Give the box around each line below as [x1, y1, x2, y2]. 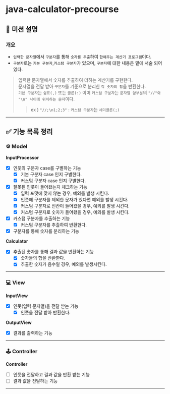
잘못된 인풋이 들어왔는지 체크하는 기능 [13, 184, 88, 190]
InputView [6, 293, 28, 299]
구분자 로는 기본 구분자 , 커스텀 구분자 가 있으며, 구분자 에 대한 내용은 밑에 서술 [13, 60, 153, 66]
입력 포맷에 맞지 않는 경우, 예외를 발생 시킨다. [20, 190, 109, 196]
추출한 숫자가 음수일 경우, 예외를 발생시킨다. [20, 261, 107, 267]
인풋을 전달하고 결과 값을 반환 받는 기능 [13, 372, 90, 378]
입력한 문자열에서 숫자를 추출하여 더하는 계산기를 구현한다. [18, 77, 133, 83]
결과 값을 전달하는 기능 [13, 378, 58, 384]
